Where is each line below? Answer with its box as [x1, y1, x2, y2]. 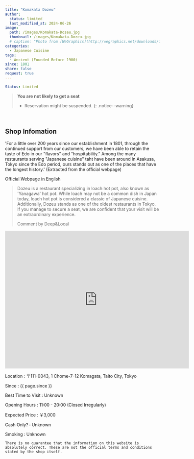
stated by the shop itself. [5, 449, 63, 454]
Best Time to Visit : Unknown [5, 392, 64, 398]
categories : [5, 44, 29, 48]
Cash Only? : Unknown [5, 422, 51, 428]
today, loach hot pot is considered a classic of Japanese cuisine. [17, 195, 148, 201]
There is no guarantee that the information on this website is [5, 440, 139, 446]
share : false [5, 67, 32, 72]
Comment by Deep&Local [17, 221, 69, 227]
